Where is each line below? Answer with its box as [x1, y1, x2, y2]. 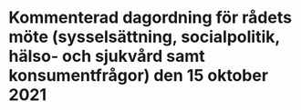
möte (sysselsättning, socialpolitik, [8, 26, 280, 47]
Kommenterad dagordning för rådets [8, 7, 293, 28]
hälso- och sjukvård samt [8, 46, 206, 66]
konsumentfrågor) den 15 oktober [8, 65, 269, 86]
